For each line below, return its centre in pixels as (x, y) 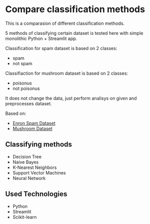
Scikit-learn (24, 217)
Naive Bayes (26, 162)
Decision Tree (27, 156)
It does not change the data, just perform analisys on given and (71, 98)
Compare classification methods (75, 9)
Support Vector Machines (39, 172)
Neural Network (29, 178)
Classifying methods (39, 144)
